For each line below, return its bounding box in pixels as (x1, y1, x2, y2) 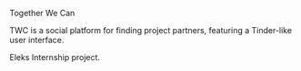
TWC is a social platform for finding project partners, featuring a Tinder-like (9, 25, 293, 35)
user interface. (9, 35, 65, 45)
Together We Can (9, 8, 75, 18)
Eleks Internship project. (9, 52, 101, 62)
